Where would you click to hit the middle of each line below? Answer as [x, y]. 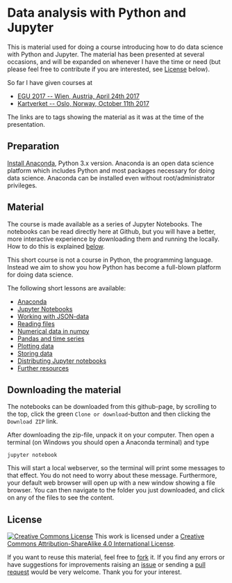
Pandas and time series [51, 339]
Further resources [43, 368]
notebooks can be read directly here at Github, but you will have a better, [111, 231]
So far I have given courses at [50, 82]
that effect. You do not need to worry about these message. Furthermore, [112, 476]
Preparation [33, 147]
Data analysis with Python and [97, 13]
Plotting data [35, 345]
